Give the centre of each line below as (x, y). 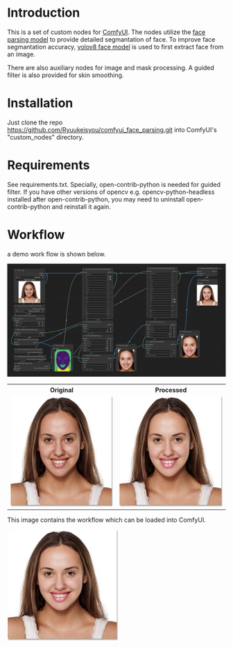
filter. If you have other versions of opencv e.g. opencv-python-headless (111, 192)
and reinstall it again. (81, 206)
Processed (171, 390)
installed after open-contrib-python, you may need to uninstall (96, 199)
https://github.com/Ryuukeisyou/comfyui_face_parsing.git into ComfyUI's (112, 129)
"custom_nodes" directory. (45, 137)
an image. (21, 54)
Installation (40, 103)
